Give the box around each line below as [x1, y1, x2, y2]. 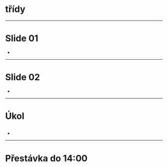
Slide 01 [5, 33, 38, 44]
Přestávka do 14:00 [5, 152, 87, 164]
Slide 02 [5, 72, 40, 83]
